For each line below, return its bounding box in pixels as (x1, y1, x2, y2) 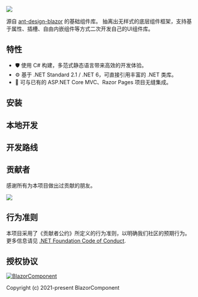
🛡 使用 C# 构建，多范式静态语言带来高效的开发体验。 (14, 61, 147, 69)
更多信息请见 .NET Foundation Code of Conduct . (6, 237, 126, 244)
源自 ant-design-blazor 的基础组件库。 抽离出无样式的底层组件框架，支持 (6, 18, 187, 25)
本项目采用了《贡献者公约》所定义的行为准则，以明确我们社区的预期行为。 (6, 229, 190, 237)
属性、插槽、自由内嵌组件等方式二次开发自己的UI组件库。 (11, 25, 154, 32)
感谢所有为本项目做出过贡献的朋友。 (6, 182, 96, 189)
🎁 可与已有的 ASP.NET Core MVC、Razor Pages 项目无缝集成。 (14, 78, 172, 85)
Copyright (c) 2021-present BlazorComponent (6, 284, 120, 292)
